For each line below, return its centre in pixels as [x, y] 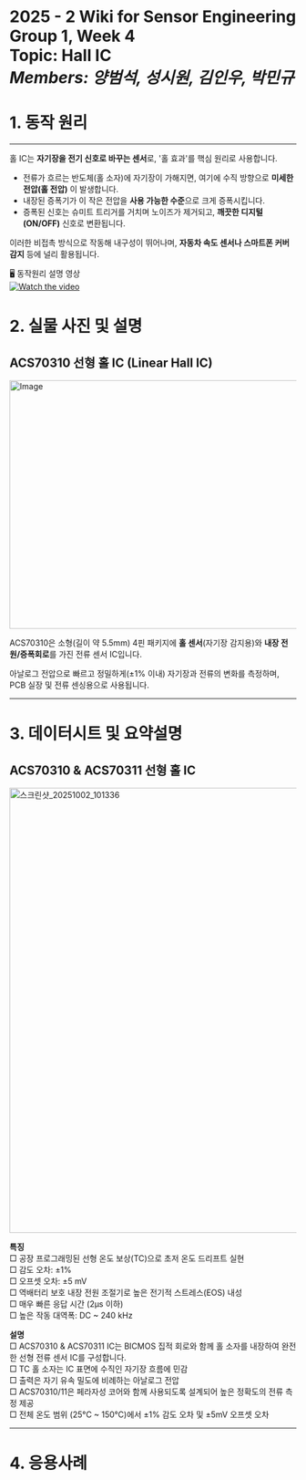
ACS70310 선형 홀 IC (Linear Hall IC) [111, 362]
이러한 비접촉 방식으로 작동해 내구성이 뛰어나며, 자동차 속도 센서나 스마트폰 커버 [149, 243]
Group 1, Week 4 [72, 36]
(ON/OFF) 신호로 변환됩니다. [74, 223]
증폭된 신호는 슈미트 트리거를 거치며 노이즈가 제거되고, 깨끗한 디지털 [143, 212]
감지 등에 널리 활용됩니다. [55, 254]
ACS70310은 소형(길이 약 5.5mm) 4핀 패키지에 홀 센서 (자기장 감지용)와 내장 [144, 643]
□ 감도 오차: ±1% [41, 1270]
